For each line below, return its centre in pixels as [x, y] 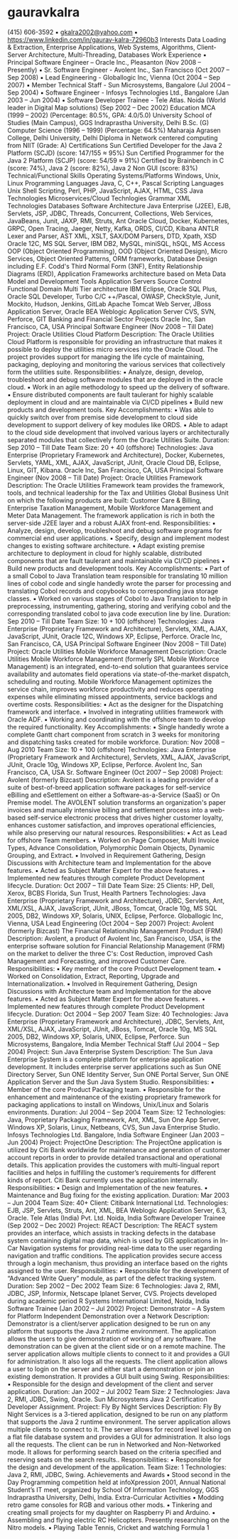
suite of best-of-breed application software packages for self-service [109, 787]
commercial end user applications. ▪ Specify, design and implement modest [118, 538]
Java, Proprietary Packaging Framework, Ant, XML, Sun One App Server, [114, 1120]
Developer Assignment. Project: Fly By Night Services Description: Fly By [114, 1406]
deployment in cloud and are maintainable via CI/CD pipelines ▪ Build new [115, 402]
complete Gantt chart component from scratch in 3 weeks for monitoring [114, 734]
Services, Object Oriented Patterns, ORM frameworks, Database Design [113, 258]
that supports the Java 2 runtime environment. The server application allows [119, 1422]
